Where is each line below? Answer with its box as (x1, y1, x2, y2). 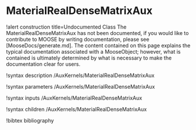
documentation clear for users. (6, 60, 81, 68)
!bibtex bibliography (6, 117, 54, 124)
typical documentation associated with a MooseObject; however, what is (6, 48, 181, 55)
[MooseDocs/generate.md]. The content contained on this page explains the (6, 42, 191, 49)
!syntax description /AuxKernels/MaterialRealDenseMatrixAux (6, 72, 155, 79)
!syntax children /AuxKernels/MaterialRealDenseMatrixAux (6, 106, 147, 113)
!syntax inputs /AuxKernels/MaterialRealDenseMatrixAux (6, 94, 142, 101)
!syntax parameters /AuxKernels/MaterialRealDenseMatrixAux (6, 83, 155, 90)
